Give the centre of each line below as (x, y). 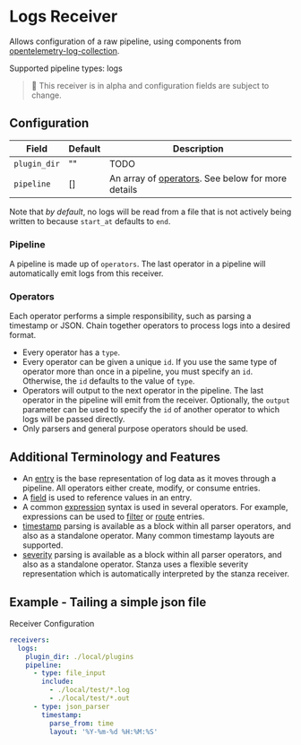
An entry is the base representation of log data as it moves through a (149, 479)
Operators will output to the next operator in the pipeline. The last (143, 391)
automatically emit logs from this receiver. (86, 273)
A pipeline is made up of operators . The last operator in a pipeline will (138, 264)
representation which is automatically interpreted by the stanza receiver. (155, 574)
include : (58, 682)
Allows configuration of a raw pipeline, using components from (125, 41)
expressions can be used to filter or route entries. (113, 516)
